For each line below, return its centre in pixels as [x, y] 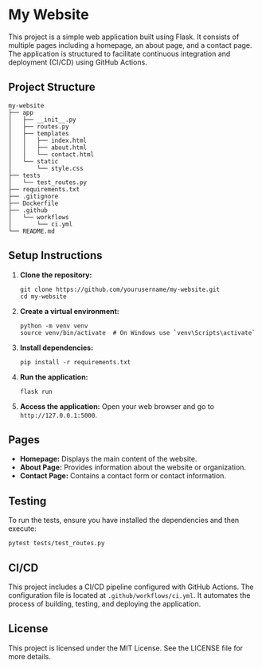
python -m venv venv [54, 326]
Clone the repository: [56, 275]
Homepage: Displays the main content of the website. [108, 459]
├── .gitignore [33, 196]
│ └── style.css [46, 168]
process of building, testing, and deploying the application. [105, 604]
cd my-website [43, 297]
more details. [30, 656]
